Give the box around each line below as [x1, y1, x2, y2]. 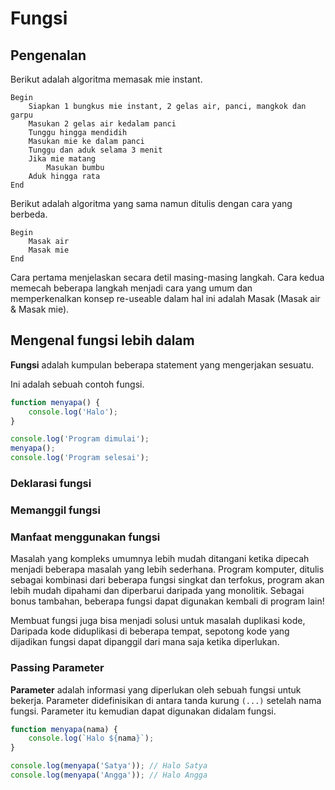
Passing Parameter [10, 661, 105, 675]
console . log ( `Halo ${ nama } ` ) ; [28, 733, 155, 744]
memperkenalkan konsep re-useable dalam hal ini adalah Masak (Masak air [10, 293, 321, 304]
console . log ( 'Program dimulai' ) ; [10, 434, 150, 444]
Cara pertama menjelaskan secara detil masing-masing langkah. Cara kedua [10, 272, 325, 283]
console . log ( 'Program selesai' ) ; [10, 453, 150, 463]
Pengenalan [10, 47, 87, 64]
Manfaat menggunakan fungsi [10, 530, 161, 544]
